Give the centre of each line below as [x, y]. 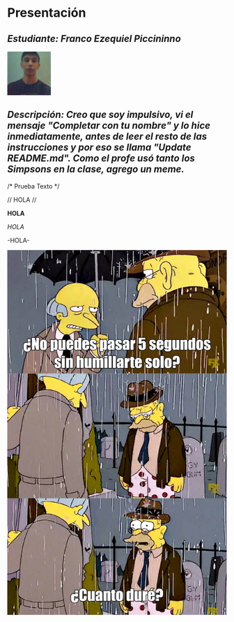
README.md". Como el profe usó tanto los [101, 158]
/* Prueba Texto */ [33, 186]
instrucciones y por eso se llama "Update [99, 148]
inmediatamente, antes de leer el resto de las [107, 136]
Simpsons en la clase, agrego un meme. [96, 169]
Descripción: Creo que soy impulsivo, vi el [100, 115]
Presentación [47, 13]
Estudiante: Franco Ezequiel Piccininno [94, 39]
